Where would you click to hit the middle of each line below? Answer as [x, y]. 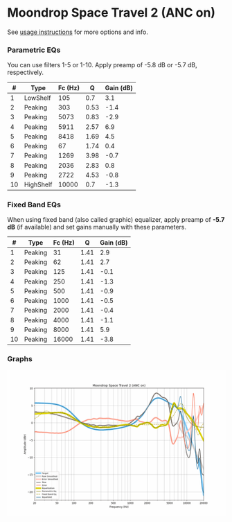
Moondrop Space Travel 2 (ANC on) [111, 13]
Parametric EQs [34, 50]
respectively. [25, 72]
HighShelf [38, 184]
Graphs [20, 359]
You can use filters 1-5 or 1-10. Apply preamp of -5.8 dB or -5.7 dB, [102, 65]
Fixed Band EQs [34, 205]
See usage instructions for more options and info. [78, 32]
